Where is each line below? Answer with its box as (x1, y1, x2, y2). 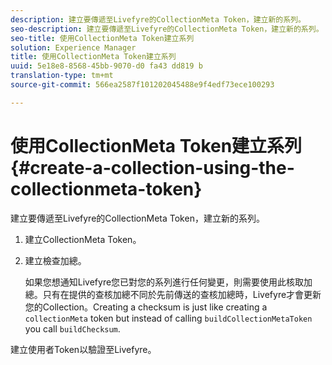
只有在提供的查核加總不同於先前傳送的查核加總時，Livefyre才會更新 (42, 288, 322, 300)
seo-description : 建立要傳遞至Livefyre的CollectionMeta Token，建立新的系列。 (10, 24, 324, 34)
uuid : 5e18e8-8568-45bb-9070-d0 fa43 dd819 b (10, 61, 203, 71)
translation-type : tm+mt (10, 71, 114, 81)
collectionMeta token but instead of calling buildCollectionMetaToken (24, 312, 313, 324)
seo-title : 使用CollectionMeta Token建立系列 (10, 33, 195, 43)
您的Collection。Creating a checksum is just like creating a (24, 301, 268, 313)
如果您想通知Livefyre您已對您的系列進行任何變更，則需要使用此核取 (24, 276, 305, 288)
